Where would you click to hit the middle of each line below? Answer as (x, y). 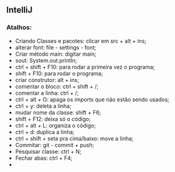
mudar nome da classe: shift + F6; (58, 112)
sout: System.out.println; (46, 60)
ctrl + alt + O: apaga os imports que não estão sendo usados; (92, 99)
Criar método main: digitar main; (55, 54)
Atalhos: (19, 28)
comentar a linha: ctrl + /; (47, 93)
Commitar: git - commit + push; (55, 145)
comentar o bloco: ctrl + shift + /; (57, 86)
